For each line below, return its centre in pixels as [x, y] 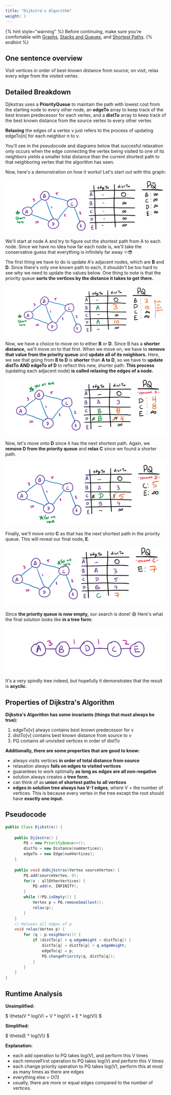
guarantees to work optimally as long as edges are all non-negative [84, 771]
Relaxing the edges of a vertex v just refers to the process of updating [79, 131]
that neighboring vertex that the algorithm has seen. [60, 162]
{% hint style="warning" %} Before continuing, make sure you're [74, 31]
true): [11, 720]
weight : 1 [16, 16]
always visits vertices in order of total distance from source [76, 760]
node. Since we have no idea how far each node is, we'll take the [74, 247]
